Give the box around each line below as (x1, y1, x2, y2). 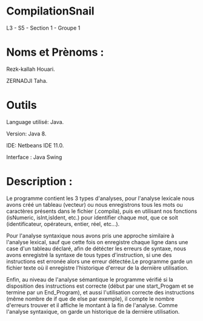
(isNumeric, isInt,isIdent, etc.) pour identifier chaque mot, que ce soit (6, 213, 178, 221)
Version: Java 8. (6, 130, 47, 137)
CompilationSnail (6, 4, 95, 18)
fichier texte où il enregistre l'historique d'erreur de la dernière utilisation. (6, 264, 189, 271)
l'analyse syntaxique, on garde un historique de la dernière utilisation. (6, 308, 180, 315)
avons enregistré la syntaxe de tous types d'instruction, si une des (6, 251, 172, 258)
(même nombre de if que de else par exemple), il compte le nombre (6, 295, 175, 302)
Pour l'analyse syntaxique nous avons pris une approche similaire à (6, 232, 175, 239)
